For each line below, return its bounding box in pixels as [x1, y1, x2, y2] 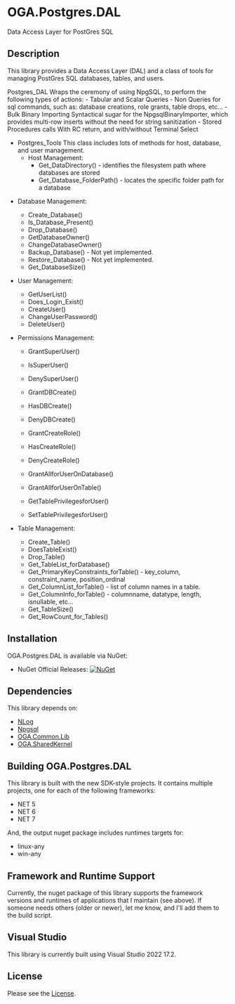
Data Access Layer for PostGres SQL [7, 27, 114, 36]
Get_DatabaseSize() [27, 263, 86, 271]
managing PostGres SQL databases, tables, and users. [7, 74, 165, 82]
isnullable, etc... [27, 597, 74, 606]
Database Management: [17, 197, 88, 205]
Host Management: [27, 153, 83, 162]
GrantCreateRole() [27, 429, 81, 437]
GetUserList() [27, 289, 67, 299]
